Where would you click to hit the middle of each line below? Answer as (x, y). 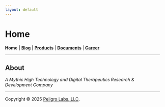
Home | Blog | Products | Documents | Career (52, 48)
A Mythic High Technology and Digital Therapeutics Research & (70, 80)
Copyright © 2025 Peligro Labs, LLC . (42, 99)
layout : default (22, 10)
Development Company (29, 85)
